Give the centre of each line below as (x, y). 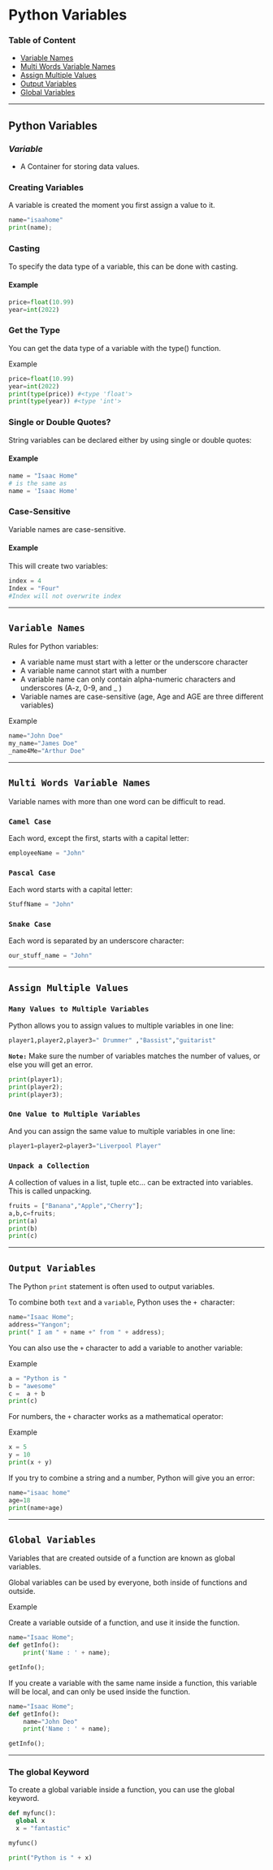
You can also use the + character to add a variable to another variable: (126, 1348)
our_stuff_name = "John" (50, 956)
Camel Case (30, 821)
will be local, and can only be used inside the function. (100, 1691)
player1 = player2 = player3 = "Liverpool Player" (85, 1146)
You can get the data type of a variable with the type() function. (115, 348)
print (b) (23, 1228)
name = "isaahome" (36, 220)
